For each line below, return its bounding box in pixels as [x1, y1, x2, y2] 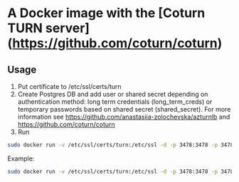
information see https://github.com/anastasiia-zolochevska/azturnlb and [17, 112, 230, 121]
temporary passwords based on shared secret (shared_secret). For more [17, 105, 231, 113]
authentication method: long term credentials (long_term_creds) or [17, 97, 213, 106]
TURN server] [7, 20, 90, 36]
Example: [7, 154, 35, 163]
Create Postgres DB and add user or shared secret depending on [17, 90, 208, 98]
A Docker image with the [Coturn [7, 5, 206, 21]
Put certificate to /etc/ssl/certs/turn [17, 82, 122, 90]
